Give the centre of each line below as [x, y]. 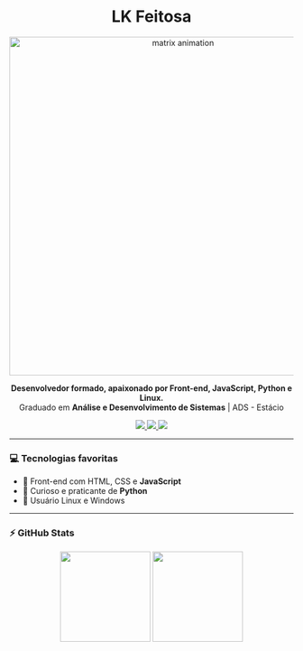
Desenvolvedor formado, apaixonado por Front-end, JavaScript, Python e [151, 388]
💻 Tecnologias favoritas [64, 458]
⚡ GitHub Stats [42, 533]
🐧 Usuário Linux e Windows [73, 501]
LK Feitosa [151, 17]
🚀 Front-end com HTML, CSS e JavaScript [102, 481]
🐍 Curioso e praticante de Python [85, 491]
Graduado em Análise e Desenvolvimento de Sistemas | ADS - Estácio [151, 407]
